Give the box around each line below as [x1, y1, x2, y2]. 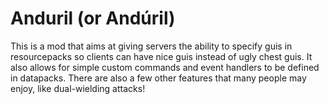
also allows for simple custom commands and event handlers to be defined [10, 61, 320, 73]
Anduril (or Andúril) [10, 7, 176, 30]
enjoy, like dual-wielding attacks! [10, 82, 146, 94]
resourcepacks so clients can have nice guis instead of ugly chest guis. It [10, 50, 313, 62]
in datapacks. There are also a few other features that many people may [10, 72, 307, 84]
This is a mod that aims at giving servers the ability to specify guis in [10, 40, 293, 52]
